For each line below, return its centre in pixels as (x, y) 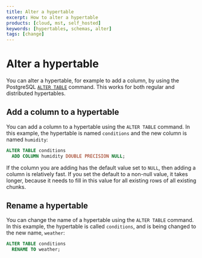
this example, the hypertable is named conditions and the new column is (96, 133)
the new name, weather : (36, 233)
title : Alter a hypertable (40, 12)
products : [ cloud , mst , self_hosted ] (54, 23)
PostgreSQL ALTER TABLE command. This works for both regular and (90, 87)
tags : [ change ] (25, 34)
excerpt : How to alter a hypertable (52, 17)
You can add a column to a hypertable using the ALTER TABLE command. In (98, 126)
